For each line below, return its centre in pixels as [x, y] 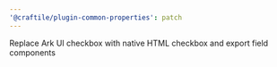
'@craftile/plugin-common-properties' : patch [95, 17]
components [33, 52]
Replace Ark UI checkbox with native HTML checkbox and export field [139, 43]
